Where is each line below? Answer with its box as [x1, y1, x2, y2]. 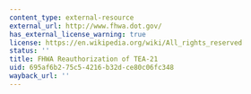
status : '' [9, 47, 50, 56]
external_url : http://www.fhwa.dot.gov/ [9, 21, 163, 30]
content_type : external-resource [9, 13, 134, 22]
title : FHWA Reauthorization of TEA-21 [9, 55, 159, 64]
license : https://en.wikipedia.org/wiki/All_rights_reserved [9, 38, 243, 47]
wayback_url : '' [9, 72, 70, 81]
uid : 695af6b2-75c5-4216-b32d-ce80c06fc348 [9, 64, 175, 73]
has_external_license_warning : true [9, 30, 146, 38]
